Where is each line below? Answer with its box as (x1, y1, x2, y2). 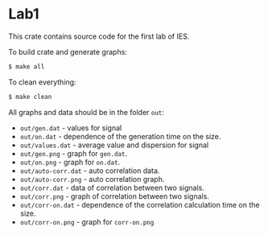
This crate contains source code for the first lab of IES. (8, 31, 190, 41)
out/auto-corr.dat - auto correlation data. (19, 166, 160, 175)
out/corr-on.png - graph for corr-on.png (19, 216, 155, 226)
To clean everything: (8, 77, 76, 87)
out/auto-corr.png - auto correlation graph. (19, 174, 165, 183)
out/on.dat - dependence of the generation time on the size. (19, 131, 221, 141)
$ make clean (8, 93, 52, 101)
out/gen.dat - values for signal (19, 122, 122, 133)
